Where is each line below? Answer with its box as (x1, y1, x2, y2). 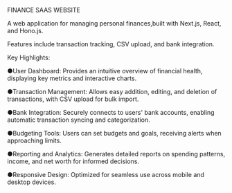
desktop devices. (7, 178, 57, 186)
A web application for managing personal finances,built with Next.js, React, (7, 19, 222, 27)
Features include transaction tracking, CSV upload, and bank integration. (7, 40, 215, 48)
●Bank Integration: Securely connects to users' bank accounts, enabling (7, 109, 215, 116)
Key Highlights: (7, 53, 51, 62)
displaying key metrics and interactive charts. (7, 74, 137, 82)
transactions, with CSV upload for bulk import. (7, 95, 139, 103)
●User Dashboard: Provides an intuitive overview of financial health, (7, 67, 203, 75)
